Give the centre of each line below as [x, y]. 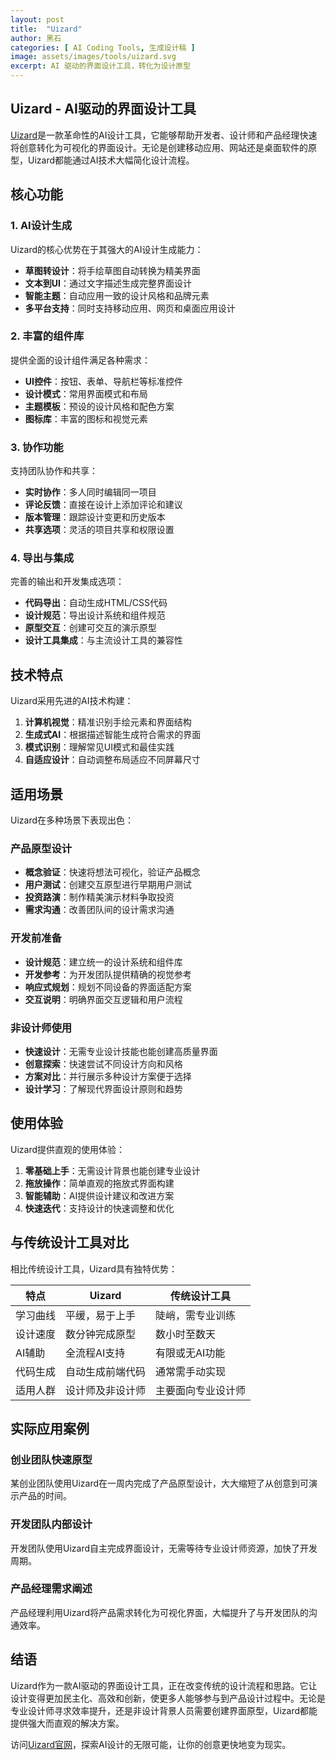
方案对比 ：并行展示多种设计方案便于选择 [108, 1076]
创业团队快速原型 [51, 1459]
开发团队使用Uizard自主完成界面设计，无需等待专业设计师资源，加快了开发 [164, 1548]
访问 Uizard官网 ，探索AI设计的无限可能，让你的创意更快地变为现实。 [151, 1744]
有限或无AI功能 [190, 1353]
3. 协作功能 [37, 447]
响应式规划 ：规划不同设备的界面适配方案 [108, 987]
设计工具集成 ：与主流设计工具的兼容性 [103, 640]
